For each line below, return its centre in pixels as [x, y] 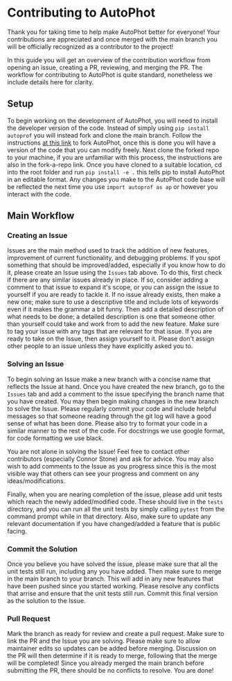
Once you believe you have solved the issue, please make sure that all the [113, 564]
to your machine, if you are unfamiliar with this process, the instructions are [115, 157]
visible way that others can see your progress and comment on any [103, 473]
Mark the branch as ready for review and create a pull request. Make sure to [116, 634]
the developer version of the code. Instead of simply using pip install [108, 128]
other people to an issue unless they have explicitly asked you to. [100, 346]
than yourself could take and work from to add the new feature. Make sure [113, 324]
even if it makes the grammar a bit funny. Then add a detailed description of [115, 309]
